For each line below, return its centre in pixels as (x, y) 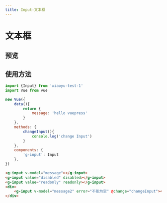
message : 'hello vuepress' (60, 113)
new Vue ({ (15, 99)
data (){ (22, 104)
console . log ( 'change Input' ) (62, 136)
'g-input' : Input (41, 155)
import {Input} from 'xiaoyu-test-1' (44, 86)
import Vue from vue (27, 90)
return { (32, 109)
